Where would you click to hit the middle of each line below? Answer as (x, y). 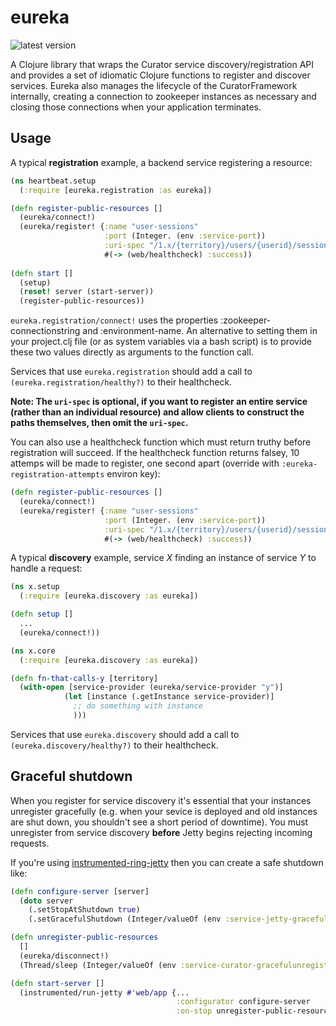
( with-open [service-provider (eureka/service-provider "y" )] (151, 687)
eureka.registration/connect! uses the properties (114, 320)
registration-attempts (57, 475)
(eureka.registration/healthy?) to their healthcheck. (121, 382)
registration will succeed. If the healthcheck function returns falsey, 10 (155, 453)
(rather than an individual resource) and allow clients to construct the (157, 412)
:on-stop (194, 1011)
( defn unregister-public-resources (84, 937)
